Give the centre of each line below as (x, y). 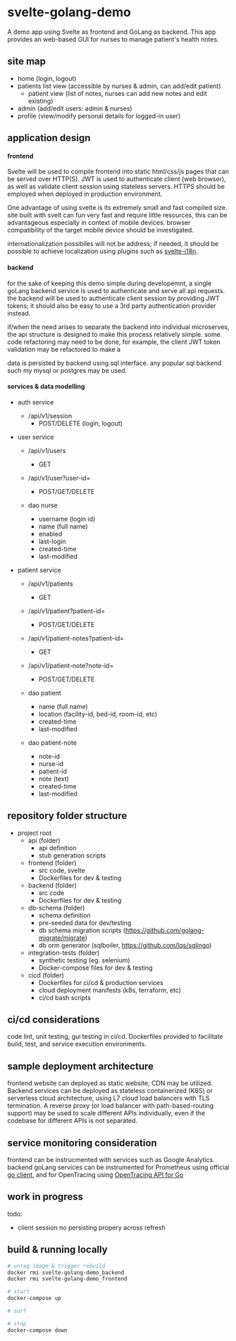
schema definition (64, 915)
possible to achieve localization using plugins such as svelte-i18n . (103, 252)
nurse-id (51, 764)
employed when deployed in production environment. (85, 194)
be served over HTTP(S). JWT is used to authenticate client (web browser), (117, 179)
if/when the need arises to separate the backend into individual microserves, (119, 327)
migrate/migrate (62, 937)
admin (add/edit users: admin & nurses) (75, 108)
